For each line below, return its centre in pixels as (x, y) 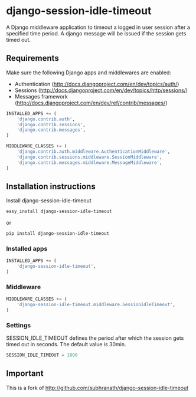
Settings (19, 325)
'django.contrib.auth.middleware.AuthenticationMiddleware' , (93, 152)
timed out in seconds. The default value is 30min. (66, 344)
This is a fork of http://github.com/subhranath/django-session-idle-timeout (97, 388)
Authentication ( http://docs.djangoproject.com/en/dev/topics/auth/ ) (97, 84)
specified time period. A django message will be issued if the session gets (96, 33)
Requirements (32, 58)
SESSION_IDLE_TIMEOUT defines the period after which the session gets (95, 338)
